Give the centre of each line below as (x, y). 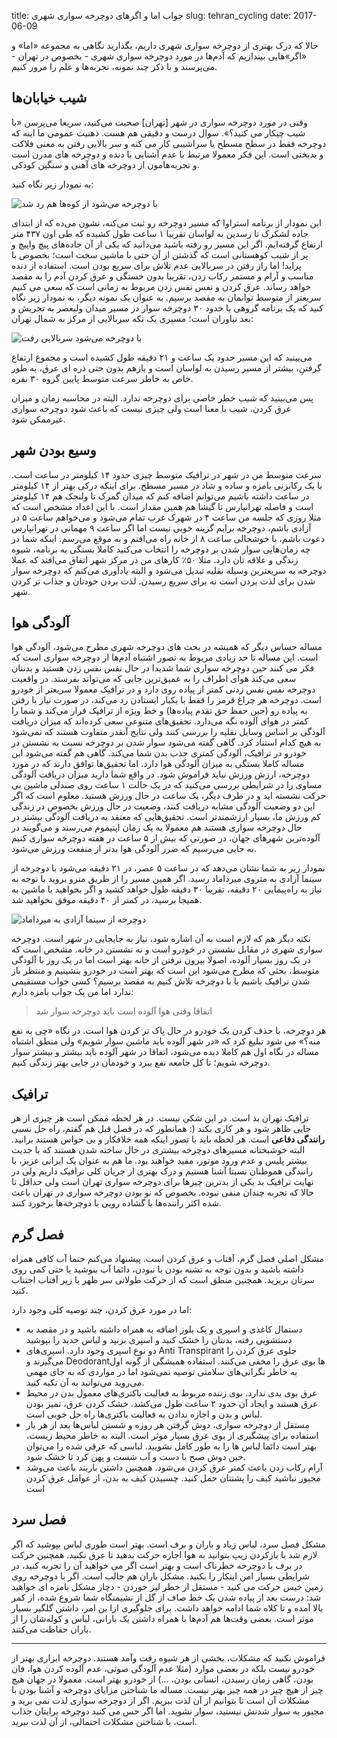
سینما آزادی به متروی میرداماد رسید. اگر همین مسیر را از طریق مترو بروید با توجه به (167, 879)
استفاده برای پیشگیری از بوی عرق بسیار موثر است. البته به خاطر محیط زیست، (172, 1436)
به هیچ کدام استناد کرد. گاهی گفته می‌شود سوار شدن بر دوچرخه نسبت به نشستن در (166, 742)
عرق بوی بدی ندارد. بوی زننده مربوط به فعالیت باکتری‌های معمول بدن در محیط (171, 1393)
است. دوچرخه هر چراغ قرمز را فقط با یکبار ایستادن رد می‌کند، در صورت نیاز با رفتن (166, 700)
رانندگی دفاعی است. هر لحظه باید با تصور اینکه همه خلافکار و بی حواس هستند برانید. (168, 1139)
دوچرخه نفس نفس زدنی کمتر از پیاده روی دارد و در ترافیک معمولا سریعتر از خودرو (163, 689)
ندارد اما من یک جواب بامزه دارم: (72, 992)
